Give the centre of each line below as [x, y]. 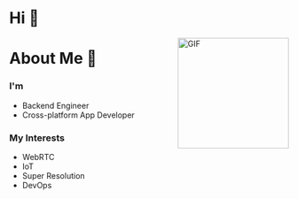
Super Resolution [54, 175]
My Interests [37, 138]
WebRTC [38, 157]
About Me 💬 [53, 59]
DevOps [37, 185]
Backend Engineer [55, 105]
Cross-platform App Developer [78, 115]
